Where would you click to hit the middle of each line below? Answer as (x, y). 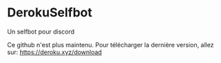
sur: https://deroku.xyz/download (54, 52)
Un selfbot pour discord (41, 32)
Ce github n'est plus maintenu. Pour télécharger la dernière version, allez (110, 45)
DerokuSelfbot (50, 13)
